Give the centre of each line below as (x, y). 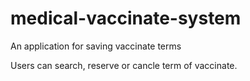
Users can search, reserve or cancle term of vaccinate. (124, 65)
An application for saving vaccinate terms (96, 46)
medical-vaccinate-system (126, 18)
